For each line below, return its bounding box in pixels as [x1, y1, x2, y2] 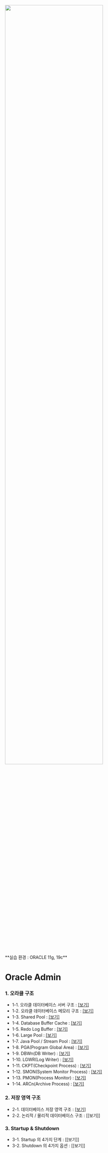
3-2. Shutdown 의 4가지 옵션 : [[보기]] [12, 1143, 86, 1149]
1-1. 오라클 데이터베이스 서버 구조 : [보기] [12, 1002, 89, 1008]
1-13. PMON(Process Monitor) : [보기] [12, 1075, 86, 1081]
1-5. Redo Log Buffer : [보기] [12, 1026, 68, 1032]
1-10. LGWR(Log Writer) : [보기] [12, 1057, 74, 1062]
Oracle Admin [5, 972, 62, 983]
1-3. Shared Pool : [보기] [12, 1014, 60, 1020]
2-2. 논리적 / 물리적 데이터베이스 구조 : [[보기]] [12, 1112, 101, 1118]
